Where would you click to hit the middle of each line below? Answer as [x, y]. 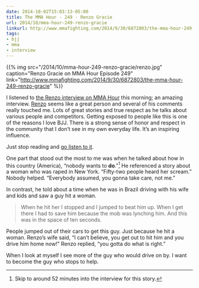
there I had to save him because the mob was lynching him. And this [104, 213]
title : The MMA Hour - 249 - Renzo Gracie [59, 17]
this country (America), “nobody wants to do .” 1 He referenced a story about [98, 165]
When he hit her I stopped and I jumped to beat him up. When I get [102, 207]
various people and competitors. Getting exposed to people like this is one [97, 116]
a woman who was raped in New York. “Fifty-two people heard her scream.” [99, 172]
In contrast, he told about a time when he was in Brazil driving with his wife [97, 190]
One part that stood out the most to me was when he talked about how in [95, 158]
